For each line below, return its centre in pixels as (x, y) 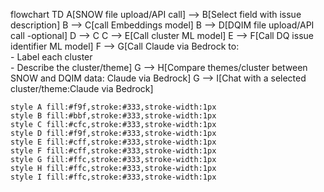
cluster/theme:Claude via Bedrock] (82, 88)
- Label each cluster (51, 57)
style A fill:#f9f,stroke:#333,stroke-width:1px (113, 107)
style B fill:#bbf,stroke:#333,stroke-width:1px (113, 116)
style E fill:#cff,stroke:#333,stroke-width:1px (113, 142)
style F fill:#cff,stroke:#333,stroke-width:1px (113, 151)
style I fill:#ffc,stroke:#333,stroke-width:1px (113, 177)
